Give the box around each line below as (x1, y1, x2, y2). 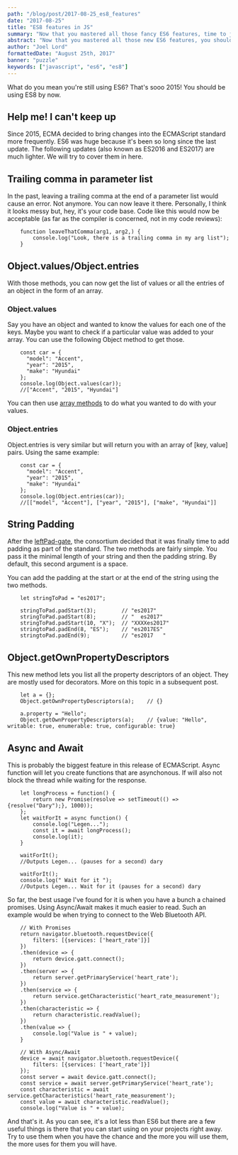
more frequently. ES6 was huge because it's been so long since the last (7, 137, 217, 146)
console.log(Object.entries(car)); (20, 493, 125, 500)
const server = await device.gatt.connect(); (20, 1074, 157, 1081)
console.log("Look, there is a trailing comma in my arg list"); (33, 235, 230, 242)
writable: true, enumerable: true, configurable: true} (7, 723, 176, 730)
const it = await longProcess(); (33, 827, 132, 834)
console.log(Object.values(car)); (20, 380, 122, 387)
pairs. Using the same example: (7, 448, 99, 456)
